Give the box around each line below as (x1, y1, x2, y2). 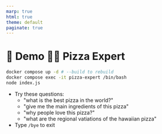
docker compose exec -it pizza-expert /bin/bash (6, 75, 127, 80)
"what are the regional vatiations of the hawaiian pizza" (23, 115, 157, 122)
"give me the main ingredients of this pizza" (23, 103, 129, 110)
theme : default (6, 19, 43, 25)
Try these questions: (14, 90, 64, 97)
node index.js (6, 80, 41, 86)
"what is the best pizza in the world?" (23, 97, 114, 104)
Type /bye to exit (14, 121, 56, 128)
